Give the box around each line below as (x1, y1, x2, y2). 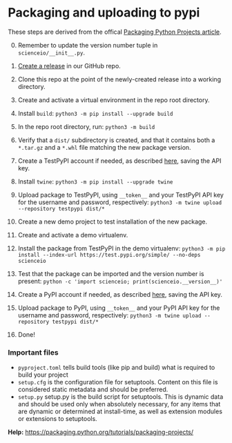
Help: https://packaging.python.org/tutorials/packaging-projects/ (8, 428, 194, 436)
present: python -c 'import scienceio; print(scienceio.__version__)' (17, 277, 223, 285)
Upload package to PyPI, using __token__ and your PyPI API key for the (17, 304, 220, 312)
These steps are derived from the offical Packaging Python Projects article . (8, 28, 222, 36)
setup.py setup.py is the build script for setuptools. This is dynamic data (17, 393, 224, 401)
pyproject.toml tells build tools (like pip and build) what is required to (17, 364, 215, 372)
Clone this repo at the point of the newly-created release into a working (17, 75, 222, 83)
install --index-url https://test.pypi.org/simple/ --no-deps (17, 251, 201, 258)
